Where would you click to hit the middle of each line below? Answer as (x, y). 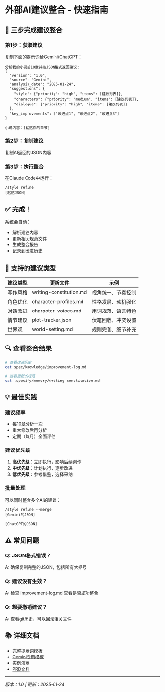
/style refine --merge (28, 509)
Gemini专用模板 (28, 657)
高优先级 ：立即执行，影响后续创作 (47, 462)
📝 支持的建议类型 (31, 268)
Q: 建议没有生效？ (26, 581)
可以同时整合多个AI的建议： (33, 500)
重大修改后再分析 (29, 430)
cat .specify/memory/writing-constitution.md (52, 381)
